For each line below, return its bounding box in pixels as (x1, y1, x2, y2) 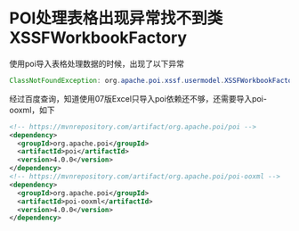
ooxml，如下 (9, 104, 55, 115)
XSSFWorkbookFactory (9, 28, 188, 48)
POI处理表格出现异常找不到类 (9, 8, 223, 29)
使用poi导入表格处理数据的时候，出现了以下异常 (9, 58, 185, 69)
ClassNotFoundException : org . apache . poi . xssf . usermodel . (9, 76, 225, 85)
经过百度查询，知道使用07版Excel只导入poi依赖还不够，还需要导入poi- (9, 93, 267, 103)
